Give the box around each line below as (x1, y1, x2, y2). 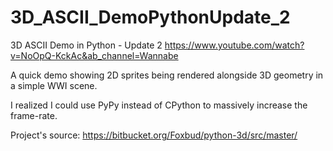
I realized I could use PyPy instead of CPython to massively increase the (10, 99, 308, 111)
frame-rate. (10, 109, 58, 121)
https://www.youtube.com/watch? (164, 39, 305, 51)
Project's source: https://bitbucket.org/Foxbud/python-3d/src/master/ (10, 129, 298, 141)
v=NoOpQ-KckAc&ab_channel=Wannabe (10, 49, 179, 61)
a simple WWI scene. (10, 79, 98, 91)
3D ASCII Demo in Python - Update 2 (10, 39, 163, 51)
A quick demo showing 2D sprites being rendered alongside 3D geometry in (10, 69, 324, 81)
